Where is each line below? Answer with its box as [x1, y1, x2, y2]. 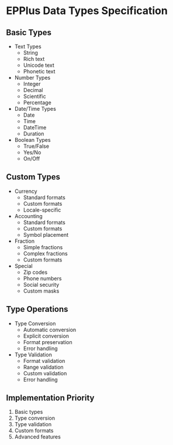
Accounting [14, 212, 43, 219]
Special [14, 262, 33, 269]
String [23, 49, 38, 56]
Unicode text [23, 62, 54, 69]
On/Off [23, 155, 40, 162]
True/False [23, 142, 50, 150]
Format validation [23, 357, 65, 364]
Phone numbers [23, 274, 62, 282]
